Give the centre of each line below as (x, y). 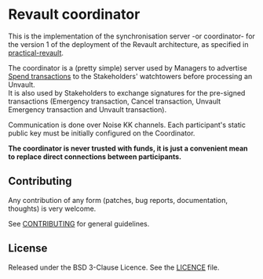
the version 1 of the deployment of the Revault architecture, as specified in (128, 44)
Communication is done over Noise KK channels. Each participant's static (127, 125)
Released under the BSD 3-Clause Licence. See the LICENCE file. (114, 267)
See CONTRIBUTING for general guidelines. (79, 223)
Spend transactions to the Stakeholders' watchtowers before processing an (130, 76)
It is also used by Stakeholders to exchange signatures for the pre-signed (127, 92)
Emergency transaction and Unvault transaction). (88, 109)
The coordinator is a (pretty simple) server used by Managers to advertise (128, 67)
